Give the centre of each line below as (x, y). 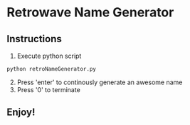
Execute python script (49, 56)
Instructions (34, 39)
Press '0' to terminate (49, 90)
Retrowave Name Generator (90, 12)
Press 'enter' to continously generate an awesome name (100, 82)
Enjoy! (21, 112)
